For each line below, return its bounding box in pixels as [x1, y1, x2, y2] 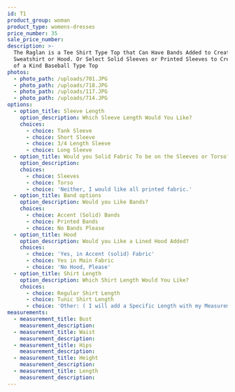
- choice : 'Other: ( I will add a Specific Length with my [25, 303, 201, 310]
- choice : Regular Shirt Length [25, 289, 120, 297]
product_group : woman [7, 17, 71, 24]
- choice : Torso [25, 179, 73, 186]
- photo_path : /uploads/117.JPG [13, 88, 108, 95]
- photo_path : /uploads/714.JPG [13, 95, 108, 102]
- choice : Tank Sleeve [25, 127, 92, 134]
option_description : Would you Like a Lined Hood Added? [20, 238, 190, 245]
